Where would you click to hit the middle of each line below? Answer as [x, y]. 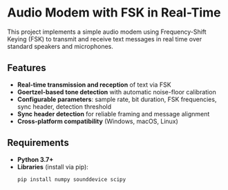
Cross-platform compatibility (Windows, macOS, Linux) [97, 121]
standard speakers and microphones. [60, 46]
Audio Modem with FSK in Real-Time [114, 13]
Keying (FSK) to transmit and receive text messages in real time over [105, 39]
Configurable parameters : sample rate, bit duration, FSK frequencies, [117, 99]
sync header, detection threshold [64, 106]
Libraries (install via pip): [53, 167]
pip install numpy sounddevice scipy [72, 179]
